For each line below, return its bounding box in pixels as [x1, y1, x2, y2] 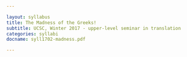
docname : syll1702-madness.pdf [6, 37, 86, 43]
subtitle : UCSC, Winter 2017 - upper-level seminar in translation [6, 25, 182, 31]
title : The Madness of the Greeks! [6, 19, 97, 26]
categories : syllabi [6, 31, 59, 37]
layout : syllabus [6, 14, 51, 20]
